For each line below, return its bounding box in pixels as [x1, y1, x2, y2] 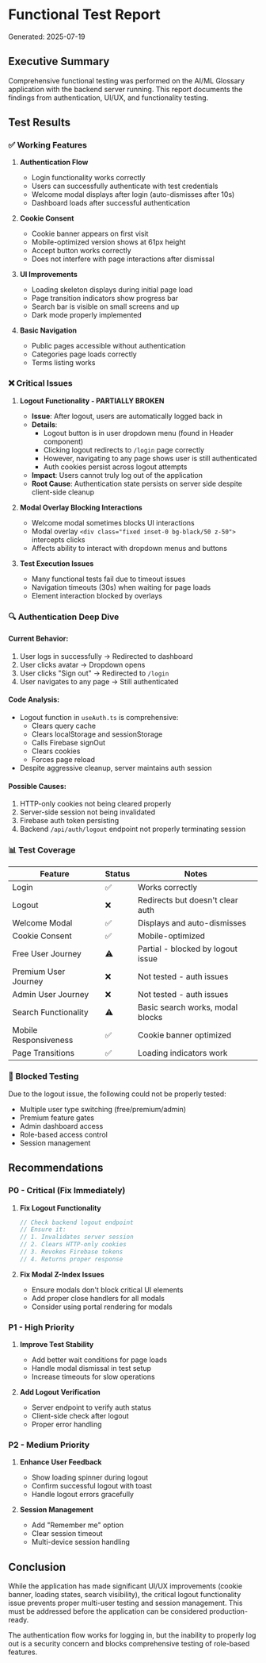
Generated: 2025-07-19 [8, 32, 85, 41]
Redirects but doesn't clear [137, 895, 239, 906]
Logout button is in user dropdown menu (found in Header [43, 428, 234, 437]
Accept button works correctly [31, 246, 132, 256]
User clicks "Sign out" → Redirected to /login [19, 668, 169, 678]
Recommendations [8, 1161, 104, 1175]
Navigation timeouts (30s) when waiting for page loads [31, 582, 211, 592]
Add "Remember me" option [31, 1520, 124, 1530]
